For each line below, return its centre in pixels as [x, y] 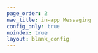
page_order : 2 [27, 13]
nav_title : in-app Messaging [49, 20]
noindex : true [27, 33]
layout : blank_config [38, 39]
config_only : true [33, 26]
